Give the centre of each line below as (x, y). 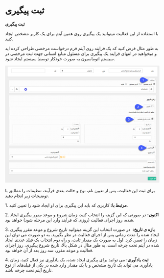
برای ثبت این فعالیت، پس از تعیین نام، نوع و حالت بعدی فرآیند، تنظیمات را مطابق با (80, 191)
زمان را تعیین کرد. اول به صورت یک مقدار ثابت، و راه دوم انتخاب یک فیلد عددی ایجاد (81, 240)
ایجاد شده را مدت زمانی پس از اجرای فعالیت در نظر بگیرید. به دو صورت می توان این (82, 235)
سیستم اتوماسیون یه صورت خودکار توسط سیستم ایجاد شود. (60, 58)
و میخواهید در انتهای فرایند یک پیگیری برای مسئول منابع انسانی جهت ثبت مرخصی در (81, 53)
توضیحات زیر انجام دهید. (27, 196)
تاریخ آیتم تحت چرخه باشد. (29, 270)
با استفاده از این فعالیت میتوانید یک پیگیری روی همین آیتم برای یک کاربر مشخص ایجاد (82, 33)
